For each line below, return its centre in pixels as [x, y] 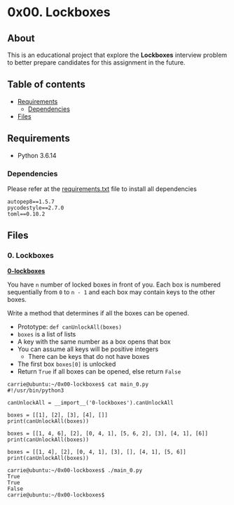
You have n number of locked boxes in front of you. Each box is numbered [114, 284]
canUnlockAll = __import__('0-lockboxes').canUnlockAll [90, 402]
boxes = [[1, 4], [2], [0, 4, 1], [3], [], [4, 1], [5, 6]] [97, 452]
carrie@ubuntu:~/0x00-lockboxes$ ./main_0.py [75, 470]
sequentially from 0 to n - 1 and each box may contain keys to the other [111, 291]
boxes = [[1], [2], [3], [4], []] [58, 415]
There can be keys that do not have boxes [89, 356]
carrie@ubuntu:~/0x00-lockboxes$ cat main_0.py [78, 384]
